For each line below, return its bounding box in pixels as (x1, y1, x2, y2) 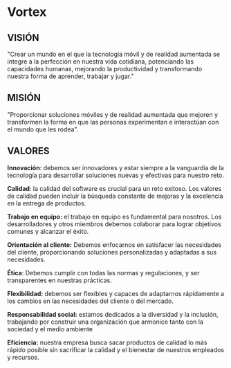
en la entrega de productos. (7, 199, 86, 208)
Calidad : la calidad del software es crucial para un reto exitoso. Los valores (7, 184, 222, 192)
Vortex (7, 4, 47, 20)
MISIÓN (7, 92, 41, 104)
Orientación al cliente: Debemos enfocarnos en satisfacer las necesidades (7, 240, 222, 249)
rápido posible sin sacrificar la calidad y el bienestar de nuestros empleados (7, 345, 225, 353)
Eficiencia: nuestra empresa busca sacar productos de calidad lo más (7, 338, 207, 347)
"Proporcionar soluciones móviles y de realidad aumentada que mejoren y (7, 110, 219, 118)
